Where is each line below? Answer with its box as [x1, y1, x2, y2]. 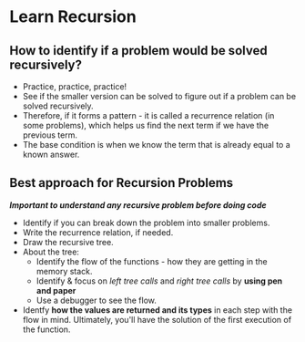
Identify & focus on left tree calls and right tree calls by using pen [36, 275, 283, 286]
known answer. [22, 149, 80, 160]
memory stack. [36, 265, 93, 276]
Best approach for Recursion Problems [9, 175, 234, 191]
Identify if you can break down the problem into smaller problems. [22, 217, 270, 228]
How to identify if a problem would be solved [9, 43, 268, 58]
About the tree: [22, 246, 80, 257]
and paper [36, 285, 76, 295]
